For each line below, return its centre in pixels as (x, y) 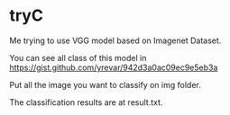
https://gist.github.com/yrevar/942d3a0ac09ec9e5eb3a (114, 67)
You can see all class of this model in (78, 57)
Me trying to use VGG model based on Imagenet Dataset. (115, 40)
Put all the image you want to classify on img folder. (105, 84)
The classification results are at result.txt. (86, 102)
